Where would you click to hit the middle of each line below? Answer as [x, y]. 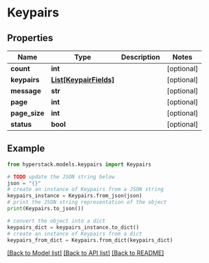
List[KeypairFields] [83, 80]
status [21, 124]
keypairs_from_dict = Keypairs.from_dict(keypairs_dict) [90, 240]
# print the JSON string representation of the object [87, 202]
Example [26, 149]
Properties [30, 38]
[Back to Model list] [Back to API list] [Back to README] [86, 253]
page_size [27, 113]
